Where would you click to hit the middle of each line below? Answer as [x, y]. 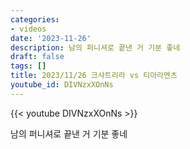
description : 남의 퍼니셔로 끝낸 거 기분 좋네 [95, 47]
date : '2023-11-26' [51, 38]
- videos [28, 29]
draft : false [37, 57]
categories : [35, 19]
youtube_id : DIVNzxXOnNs [62, 85]
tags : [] [28, 66]
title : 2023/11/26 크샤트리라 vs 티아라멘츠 [94, 76]
